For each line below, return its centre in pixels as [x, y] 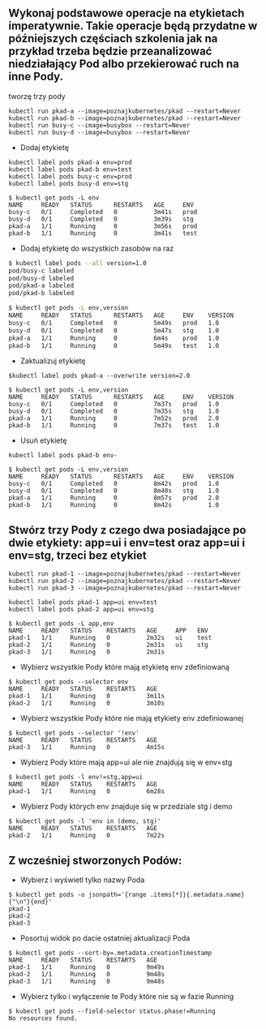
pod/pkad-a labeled [41, 286]
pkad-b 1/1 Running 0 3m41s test [103, 233]
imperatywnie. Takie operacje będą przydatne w [133, 26]
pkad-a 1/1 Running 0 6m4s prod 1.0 [114, 338]
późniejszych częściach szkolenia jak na [113, 39]
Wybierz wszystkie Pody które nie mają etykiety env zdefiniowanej [132, 718]
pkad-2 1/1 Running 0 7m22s [86, 836]
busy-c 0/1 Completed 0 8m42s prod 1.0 [114, 484]
